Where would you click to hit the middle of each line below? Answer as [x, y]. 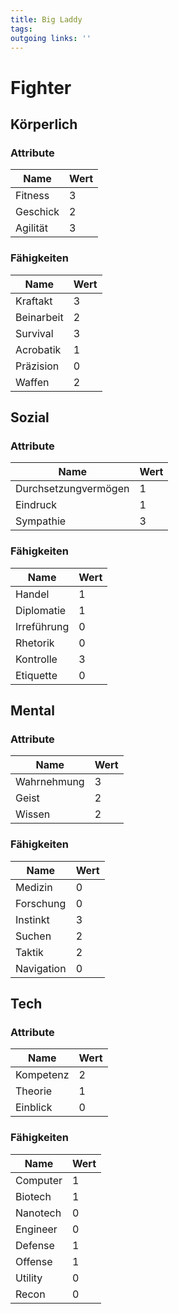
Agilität [32, 228]
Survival [34, 333]
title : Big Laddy [46, 19]
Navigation [41, 968]
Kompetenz [42, 1075]
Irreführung [42, 626]
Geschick [37, 212]
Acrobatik [38, 349]
